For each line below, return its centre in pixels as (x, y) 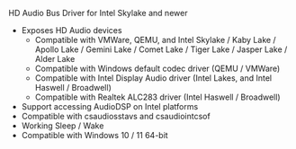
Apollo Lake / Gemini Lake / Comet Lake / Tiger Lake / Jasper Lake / (161, 49)
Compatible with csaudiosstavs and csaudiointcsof (116, 116)
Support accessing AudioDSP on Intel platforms (110, 106)
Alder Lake (55, 59)
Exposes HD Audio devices (72, 30)
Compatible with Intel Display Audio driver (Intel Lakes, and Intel (153, 78)
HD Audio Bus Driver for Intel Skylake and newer (98, 13)
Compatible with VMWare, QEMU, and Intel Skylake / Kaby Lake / (155, 40)
